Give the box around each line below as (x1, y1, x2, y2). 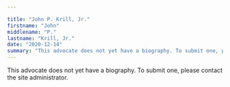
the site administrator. (7, 73, 68, 82)
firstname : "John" (7, 22, 60, 29)
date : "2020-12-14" (7, 41, 63, 48)
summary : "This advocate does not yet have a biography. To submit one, (7, 48, 219, 54)
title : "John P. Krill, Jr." (7, 16, 90, 22)
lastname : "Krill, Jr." (7, 35, 75, 41)
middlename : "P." (7, 29, 57, 35)
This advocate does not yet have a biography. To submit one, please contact (7, 66, 223, 74)
